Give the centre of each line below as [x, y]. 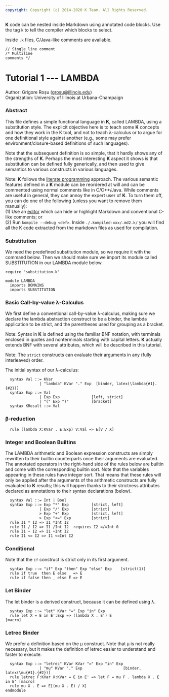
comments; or [28, 217]
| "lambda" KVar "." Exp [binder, [77, 384]
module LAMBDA [20, 281]
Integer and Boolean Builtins [41, 442]
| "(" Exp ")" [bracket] [76, 402]
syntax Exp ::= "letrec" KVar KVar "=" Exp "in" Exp [67, 663]
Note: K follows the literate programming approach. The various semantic [82, 179]
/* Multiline [19, 53]
